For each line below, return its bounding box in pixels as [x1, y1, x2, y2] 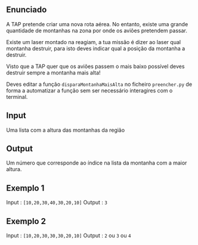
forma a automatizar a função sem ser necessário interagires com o [6, 86, 173, 94]
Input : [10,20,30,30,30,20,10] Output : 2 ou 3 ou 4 [6, 232, 131, 239]
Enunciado [6, 5, 47, 15]
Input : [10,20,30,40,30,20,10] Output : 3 [6, 199, 107, 206]
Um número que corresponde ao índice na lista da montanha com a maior [6, 159, 187, 166]
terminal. [6, 93, 28, 100]
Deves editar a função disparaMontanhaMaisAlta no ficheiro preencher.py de [6, 80, 193, 88]
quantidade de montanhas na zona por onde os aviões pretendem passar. [6, 27, 188, 34]
